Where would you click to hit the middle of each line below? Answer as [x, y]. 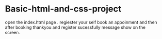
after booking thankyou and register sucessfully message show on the [75, 27]
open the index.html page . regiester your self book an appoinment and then [81, 22]
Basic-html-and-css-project [63, 9]
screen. [13, 32]
